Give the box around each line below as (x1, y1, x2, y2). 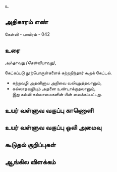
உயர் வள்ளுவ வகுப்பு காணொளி (5, 106, 94, 115)
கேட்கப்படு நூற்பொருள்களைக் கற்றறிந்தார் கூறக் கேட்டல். (5, 69, 112, 76)
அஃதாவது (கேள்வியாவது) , (5, 59, 56, 66)
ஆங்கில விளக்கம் (5, 158, 56, 166)
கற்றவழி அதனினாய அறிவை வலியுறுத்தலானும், (12, 79, 102, 86)
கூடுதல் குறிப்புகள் (5, 140, 56, 149)
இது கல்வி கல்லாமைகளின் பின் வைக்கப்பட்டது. (12, 91, 102, 97)
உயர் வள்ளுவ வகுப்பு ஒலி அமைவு (5, 123, 102, 132)
